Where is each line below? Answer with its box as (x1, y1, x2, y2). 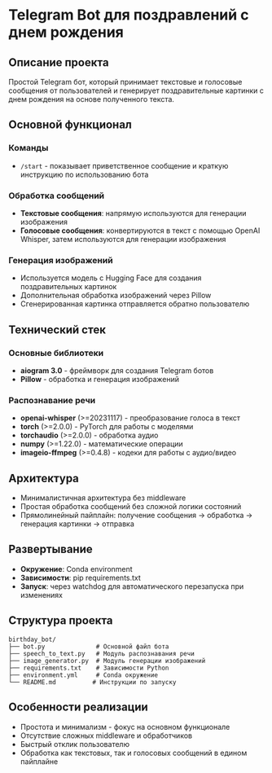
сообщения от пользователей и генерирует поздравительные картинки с (8, 86, 265, 95)
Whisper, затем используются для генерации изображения (20, 234, 226, 244)
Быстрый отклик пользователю (20, 739, 130, 749)
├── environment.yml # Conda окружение (8, 670, 159, 679)
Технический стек (8, 323, 106, 336)
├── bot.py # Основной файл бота (8, 642, 169, 651)
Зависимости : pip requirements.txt (20, 573, 141, 582)
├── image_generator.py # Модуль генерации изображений (8, 657, 206, 665)
